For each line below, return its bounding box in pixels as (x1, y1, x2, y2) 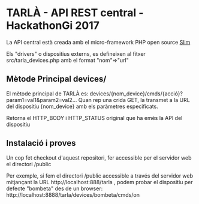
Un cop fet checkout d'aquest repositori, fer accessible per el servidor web (6, 154, 192, 161)
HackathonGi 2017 (6, 19, 100, 32)
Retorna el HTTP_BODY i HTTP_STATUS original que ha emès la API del (6, 114, 183, 121)
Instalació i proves (6, 138, 76, 148)
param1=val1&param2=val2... (6, 96, 77, 103)
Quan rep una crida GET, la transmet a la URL (78, 96, 190, 103)
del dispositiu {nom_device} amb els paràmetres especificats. (6, 103, 159, 110)
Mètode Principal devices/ (6, 74, 107, 84)
